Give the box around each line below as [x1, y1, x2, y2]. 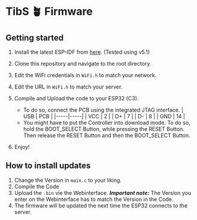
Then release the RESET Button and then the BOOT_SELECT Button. [23, 132, 191, 139]
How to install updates [5, 161, 91, 171]
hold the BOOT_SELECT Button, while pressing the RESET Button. [23, 126, 185, 132]
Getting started [5, 32, 64, 42]
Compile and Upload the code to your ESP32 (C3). [14, 95, 139, 102]
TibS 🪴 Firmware [5, 5, 93, 19]
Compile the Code [14, 183, 59, 190]
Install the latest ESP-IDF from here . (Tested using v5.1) [14, 48, 150, 56]
